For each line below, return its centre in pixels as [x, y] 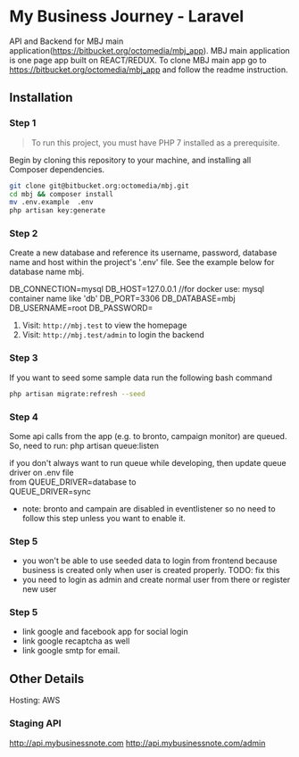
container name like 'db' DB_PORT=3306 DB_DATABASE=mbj [122, 299]
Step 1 [23, 123]
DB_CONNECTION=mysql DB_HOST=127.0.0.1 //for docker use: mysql [137, 289]
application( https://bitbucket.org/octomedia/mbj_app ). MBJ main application [149, 50]
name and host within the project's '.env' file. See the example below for [142, 262]
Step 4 [24, 417]
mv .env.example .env [51, 203]
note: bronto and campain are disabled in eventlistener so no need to [149, 508]
